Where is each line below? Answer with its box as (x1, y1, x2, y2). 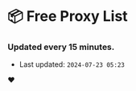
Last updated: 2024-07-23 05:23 (19, 60, 126, 69)
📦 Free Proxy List (7, 7, 128, 26)
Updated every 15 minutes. (7, 42, 115, 53)
